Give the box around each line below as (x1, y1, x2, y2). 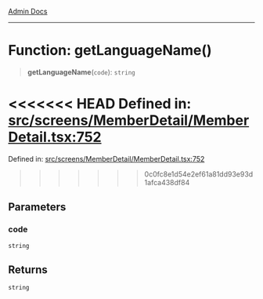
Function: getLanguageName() (8, 42, 213, 60)
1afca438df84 (144, 177, 190, 187)
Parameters (8, 200, 67, 214)
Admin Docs (8, 7, 48, 16)
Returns (8, 263, 49, 276)
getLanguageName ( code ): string (27, 67, 135, 77)
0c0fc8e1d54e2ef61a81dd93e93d (144, 169, 254, 179)
